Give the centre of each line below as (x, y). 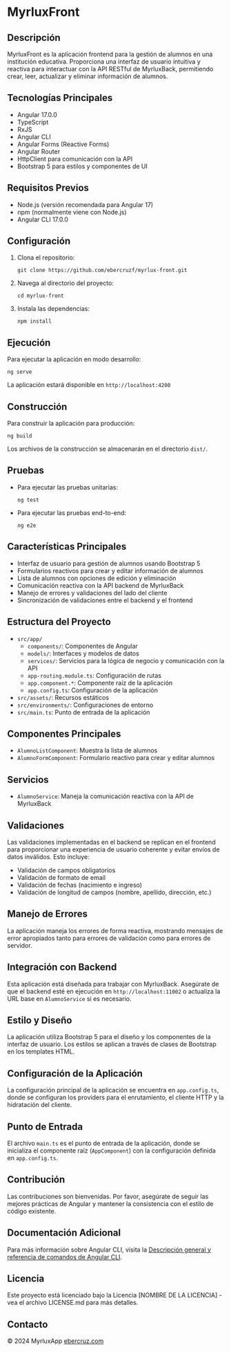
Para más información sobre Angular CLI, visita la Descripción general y (109, 1250)
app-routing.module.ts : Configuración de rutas (94, 675)
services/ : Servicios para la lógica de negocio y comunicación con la (126, 660)
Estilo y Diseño (40, 1020)
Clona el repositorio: (46, 258)
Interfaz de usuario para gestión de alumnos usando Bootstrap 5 (109, 563)
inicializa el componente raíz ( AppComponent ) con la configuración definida (111, 1151)
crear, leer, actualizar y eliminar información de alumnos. (88, 76)
